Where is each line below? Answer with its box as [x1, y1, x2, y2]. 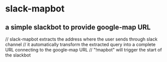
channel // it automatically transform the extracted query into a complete [5, 41, 156, 47]
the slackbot [5, 52, 31, 58]
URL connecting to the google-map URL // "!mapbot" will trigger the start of [5, 47, 162, 52]
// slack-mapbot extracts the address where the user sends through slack [5, 36, 157, 42]
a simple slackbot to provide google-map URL [5, 23, 151, 31]
